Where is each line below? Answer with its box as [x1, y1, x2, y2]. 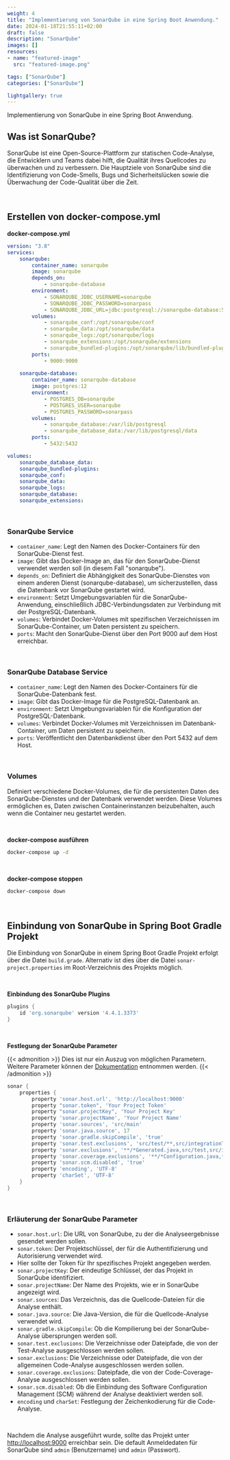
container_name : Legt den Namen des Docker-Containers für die [16, 683, 199, 691]
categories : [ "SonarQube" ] [7, 80, 84, 86]
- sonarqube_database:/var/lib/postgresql [43, 421, 167, 428]
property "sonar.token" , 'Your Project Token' [31, 1102, 167, 1109]
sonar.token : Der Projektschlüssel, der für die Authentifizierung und [16, 1245, 208, 1253]
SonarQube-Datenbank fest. [16, 690, 97, 698]
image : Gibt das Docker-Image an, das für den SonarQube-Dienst [16, 557, 201, 565]
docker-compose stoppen [7, 875, 84, 883]
